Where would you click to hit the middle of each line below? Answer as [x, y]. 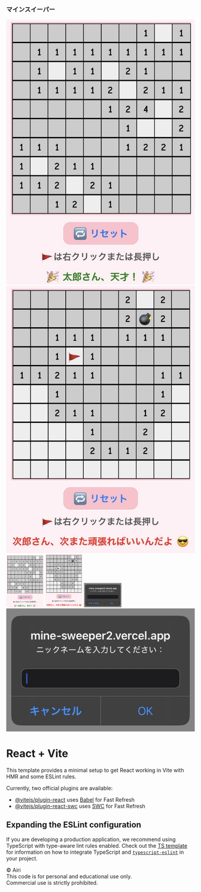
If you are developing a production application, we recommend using [91, 839]
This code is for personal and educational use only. [69, 876]
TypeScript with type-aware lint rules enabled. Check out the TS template [97, 845]
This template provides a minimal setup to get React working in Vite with [95, 771]
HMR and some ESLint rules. [41, 777]
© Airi [13, 870]
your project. [22, 858]
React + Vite [37, 754]
